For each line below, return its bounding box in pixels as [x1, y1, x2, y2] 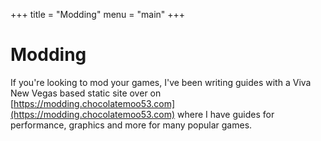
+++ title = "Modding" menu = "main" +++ [10, 9, 186, 20]
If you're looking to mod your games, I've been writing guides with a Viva [10, 76, 312, 88]
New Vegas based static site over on [10, 87, 162, 99]
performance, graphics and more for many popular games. [10, 119, 253, 131]
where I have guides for [177, 108, 275, 120]
